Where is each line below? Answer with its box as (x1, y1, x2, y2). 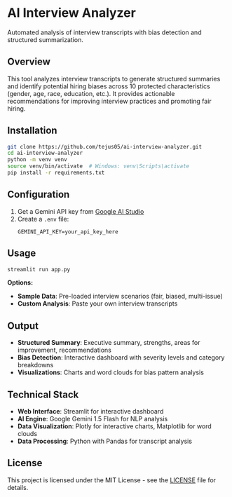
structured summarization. (7, 35, 84, 43)
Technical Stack (7, 388, 79, 400)
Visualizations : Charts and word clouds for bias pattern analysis (17, 368, 205, 376)
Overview (7, 56, 51, 68)
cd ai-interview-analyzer (7, 149, 83, 157)
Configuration (7, 189, 70, 200)
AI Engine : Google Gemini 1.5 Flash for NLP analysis (17, 415, 168, 423)
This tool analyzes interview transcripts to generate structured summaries (7, 74, 221, 83)
